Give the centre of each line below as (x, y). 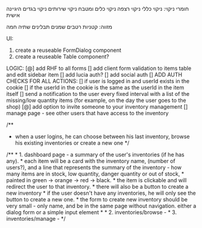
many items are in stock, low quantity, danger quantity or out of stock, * (95, 174)
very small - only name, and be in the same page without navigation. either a (101, 206)
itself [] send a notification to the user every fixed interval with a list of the (98, 94)
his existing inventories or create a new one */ (72, 143)
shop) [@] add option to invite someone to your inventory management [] (97, 107)
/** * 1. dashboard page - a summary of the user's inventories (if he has (96, 154)
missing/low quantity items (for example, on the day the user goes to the (96, 100)
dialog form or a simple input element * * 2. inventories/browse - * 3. (91, 212)
